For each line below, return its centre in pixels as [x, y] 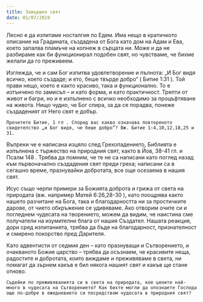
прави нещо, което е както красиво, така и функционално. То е [88, 85]
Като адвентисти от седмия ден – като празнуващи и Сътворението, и [98, 245]
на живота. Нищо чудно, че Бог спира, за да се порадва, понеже [91, 105]
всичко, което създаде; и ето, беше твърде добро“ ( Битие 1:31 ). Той [96, 79]
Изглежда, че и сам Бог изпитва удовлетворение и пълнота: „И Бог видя [101, 72]
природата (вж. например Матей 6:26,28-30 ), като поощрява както [95, 194]
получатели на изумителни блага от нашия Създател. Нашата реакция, [99, 221]
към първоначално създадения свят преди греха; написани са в [91, 163]
